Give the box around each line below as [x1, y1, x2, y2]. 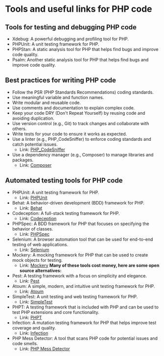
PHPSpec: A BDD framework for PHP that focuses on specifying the [12, 221, 149, 227]
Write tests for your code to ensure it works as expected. [12, 131, 127, 137]
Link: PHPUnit [19, 195, 47, 201]
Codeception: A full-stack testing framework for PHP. [12, 210, 120, 216]
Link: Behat [19, 205, 43, 211]
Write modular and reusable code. [12, 100, 81, 105]
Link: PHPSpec [19, 231, 50, 237]
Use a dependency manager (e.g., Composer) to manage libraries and [12, 152, 154, 157]
